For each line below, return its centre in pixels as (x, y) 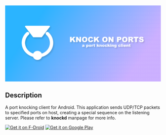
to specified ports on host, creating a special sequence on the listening (77, 112)
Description (23, 95)
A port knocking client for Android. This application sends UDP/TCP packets (83, 107)
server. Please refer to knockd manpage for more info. (61, 118)
